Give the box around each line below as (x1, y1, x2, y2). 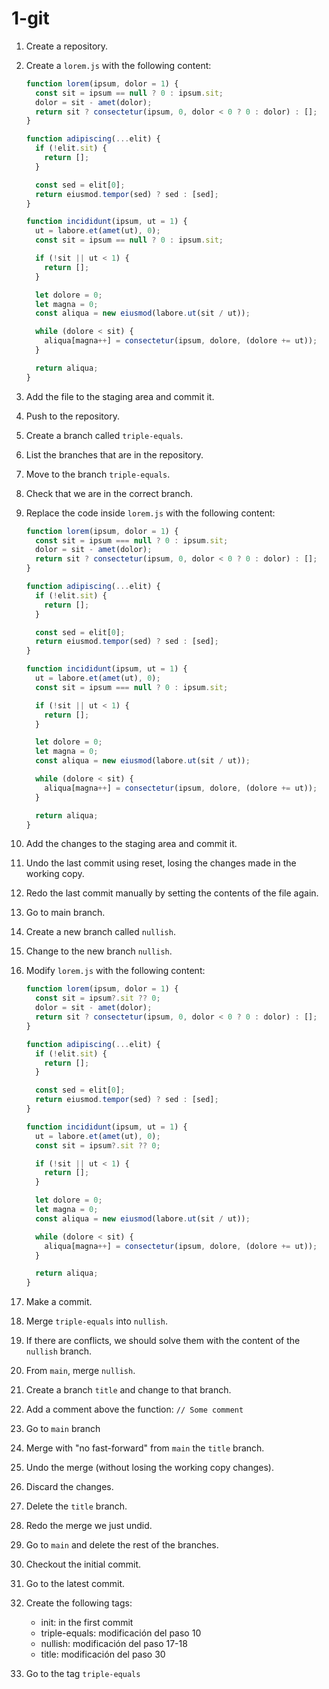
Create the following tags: (25, 1597, 133, 1609)
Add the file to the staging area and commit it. (25, 390, 215, 402)
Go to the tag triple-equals (25, 1668, 141, 1680)
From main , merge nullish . (25, 1365, 136, 1377)
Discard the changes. (25, 1481, 114, 1493)
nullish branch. (25, 1345, 93, 1357)
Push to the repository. (25, 410, 120, 422)
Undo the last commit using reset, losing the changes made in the (25, 857, 297, 869)
